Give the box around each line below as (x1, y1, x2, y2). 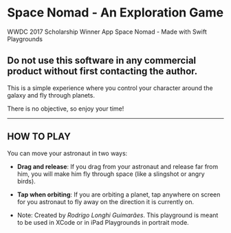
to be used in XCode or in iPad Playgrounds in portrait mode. (16, 218, 189, 226)
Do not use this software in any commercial (7, 55, 197, 67)
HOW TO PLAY (7, 131, 71, 142)
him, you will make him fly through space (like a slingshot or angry (16, 170, 205, 178)
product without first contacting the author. (7, 65, 198, 77)
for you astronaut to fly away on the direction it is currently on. (16, 197, 195, 206)
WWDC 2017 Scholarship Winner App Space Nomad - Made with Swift (7, 27, 208, 36)
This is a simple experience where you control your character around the (7, 84, 213, 92)
